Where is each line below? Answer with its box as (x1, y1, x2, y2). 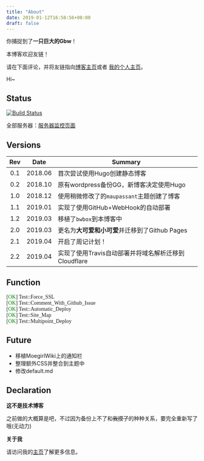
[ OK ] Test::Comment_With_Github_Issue (6, 299, 96, 306)
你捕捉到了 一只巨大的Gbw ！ (6, 38, 77, 45)
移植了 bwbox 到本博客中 (57, 215, 123, 223)
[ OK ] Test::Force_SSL (6, 293, 55, 300)
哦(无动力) (6, 423, 32, 430)
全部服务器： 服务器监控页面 (6, 122, 76, 129)
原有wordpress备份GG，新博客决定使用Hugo (57, 180, 186, 189)
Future (6, 335, 32, 346)
